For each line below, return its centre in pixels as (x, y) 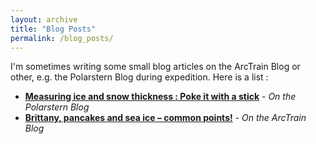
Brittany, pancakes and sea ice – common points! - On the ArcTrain (165, 118)
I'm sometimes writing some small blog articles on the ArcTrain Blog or (155, 67)
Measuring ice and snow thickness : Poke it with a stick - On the (160, 97)
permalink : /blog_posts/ (62, 38)
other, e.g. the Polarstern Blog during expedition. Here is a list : (139, 77)
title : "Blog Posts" (53, 29)
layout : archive (44, 19)
